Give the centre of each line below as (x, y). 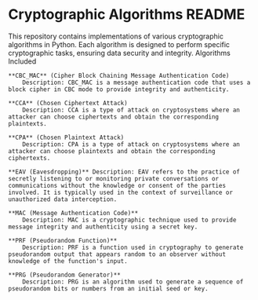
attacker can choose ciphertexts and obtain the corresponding (114, 117)
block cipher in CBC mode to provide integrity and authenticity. (119, 89)
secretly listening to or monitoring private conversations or (114, 178)
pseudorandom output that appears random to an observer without (117, 254)
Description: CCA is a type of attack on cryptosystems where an (131, 110)
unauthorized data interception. (63, 199)
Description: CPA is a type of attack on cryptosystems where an (131, 144)
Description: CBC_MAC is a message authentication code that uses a (136, 82)
